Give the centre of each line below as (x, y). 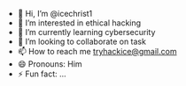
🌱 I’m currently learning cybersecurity (86, 32)
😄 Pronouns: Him (50, 64)
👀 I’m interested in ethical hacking (79, 23)
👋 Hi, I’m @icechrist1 (55, 14)
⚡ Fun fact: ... (42, 74)
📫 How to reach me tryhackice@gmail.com (97, 51)
